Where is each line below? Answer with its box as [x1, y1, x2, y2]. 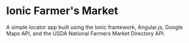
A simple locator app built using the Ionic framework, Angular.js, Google [6, 24, 184, 31]
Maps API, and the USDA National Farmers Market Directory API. [6, 29, 166, 37]
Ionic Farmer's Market [6, 4, 118, 18]
